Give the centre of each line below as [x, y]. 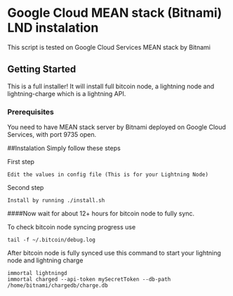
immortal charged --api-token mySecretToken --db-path [89, 280]
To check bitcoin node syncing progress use [72, 227]
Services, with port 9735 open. [52, 135]
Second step [26, 188]
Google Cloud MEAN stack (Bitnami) [115, 13]
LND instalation [53, 28]
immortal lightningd [38, 274]
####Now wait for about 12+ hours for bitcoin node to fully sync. [101, 214]
